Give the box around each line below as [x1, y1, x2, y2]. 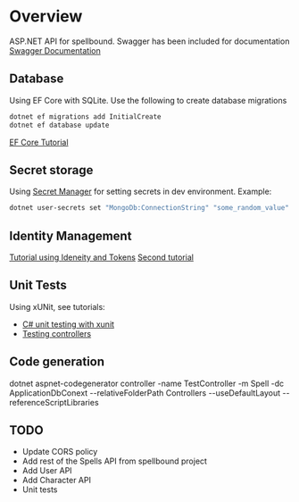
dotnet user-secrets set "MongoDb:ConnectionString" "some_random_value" [9, 204, 290, 213]
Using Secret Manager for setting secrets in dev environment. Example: [9, 186, 272, 197]
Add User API [21, 465, 73, 476]
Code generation [9, 355, 105, 370]
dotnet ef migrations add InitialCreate [9, 112, 162, 121]
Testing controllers [21, 328, 92, 339]
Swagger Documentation [9, 45, 101, 55]
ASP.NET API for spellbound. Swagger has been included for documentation [9, 36, 290, 46]
